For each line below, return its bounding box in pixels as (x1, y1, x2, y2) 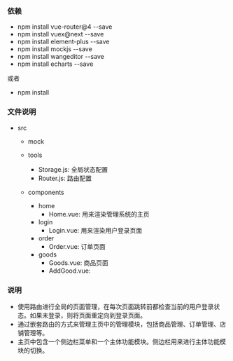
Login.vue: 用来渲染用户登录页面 (48, 226, 143, 234)
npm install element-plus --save (17, 37, 110, 46)
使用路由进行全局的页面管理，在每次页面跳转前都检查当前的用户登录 (17, 302, 214, 311)
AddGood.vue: (48, 266, 91, 275)
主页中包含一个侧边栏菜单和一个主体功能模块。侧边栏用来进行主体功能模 (17, 337, 226, 346)
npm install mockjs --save (17, 45, 92, 53)
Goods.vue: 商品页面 (48, 258, 108, 267)
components (27, 188, 64, 196)
